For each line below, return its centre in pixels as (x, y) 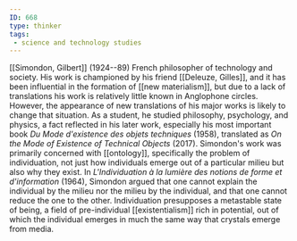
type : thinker (36, 26)
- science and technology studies (77, 42)
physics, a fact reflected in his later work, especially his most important (140, 125)
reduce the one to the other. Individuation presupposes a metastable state (145, 201)
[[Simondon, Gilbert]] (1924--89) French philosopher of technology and (141, 68)
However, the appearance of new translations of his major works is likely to (148, 106)
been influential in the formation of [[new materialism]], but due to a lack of (148, 87)
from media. (32, 229)
